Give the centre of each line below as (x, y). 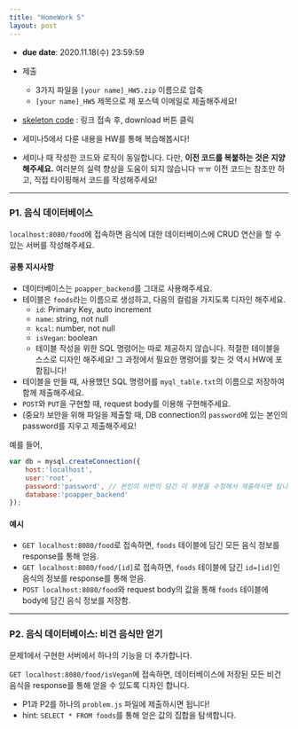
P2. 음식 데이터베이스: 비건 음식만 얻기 (86, 634)
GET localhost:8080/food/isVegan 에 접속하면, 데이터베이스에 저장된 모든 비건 (145, 674)
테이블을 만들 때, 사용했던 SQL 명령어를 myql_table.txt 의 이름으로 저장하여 (153, 381)
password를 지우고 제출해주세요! (79, 426)
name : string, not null (72, 319)
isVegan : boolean (66, 337)
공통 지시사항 (32, 267)
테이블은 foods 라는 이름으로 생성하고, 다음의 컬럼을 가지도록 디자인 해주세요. (154, 299)
